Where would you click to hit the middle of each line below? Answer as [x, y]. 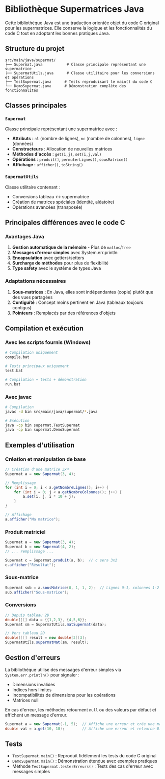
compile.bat [17, 357]
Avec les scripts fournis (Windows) [48, 342]
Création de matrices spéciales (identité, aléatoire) [63, 202]
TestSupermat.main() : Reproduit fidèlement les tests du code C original [84, 756]
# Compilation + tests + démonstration [46, 379]
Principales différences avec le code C [65, 223]
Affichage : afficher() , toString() [48, 165]
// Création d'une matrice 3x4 [37, 470]
